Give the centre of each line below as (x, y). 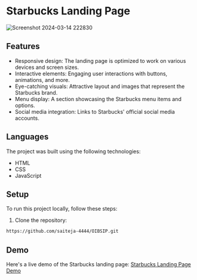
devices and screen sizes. (47, 67)
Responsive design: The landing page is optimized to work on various (100, 60)
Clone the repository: (41, 220)
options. (25, 105)
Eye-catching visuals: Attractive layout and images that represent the (100, 86)
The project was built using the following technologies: (73, 151)
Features (23, 46)
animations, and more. (42, 80)
